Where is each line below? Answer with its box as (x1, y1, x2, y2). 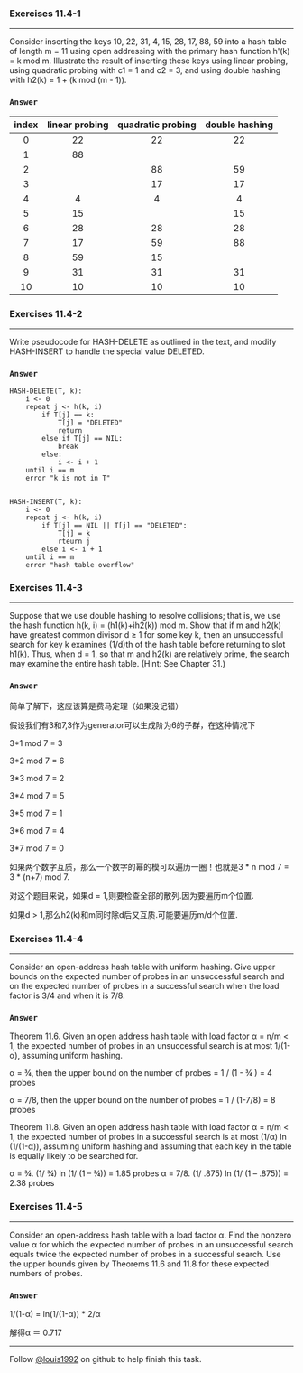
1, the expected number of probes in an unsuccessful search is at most (9, 1041, 273, 1051)
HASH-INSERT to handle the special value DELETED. (9, 346, 205, 357)
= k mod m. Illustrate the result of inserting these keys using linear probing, (9, 55, 289, 66)
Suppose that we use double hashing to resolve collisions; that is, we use (9, 611, 281, 621)
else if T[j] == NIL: (41, 434, 124, 444)
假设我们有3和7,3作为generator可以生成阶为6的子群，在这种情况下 (9, 719, 256, 730)
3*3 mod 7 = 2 (9, 772, 65, 783)
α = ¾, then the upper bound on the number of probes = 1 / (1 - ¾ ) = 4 (9, 1068, 273, 1079)
